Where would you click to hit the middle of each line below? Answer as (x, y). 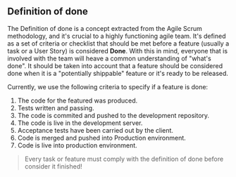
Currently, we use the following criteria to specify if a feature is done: (108, 86)
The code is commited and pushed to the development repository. (113, 115)
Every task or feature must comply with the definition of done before (124, 159)
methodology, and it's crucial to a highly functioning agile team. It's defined (117, 36)
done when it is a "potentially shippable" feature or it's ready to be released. (118, 73)
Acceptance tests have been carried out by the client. (95, 130)
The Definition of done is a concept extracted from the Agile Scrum (105, 28)
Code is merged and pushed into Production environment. (102, 138)
